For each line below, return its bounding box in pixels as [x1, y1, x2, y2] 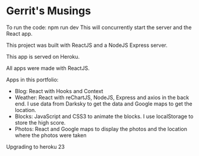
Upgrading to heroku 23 [6, 143, 65, 150]
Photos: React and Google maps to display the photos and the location [14, 125, 188, 132]
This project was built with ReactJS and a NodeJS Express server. [6, 42, 168, 49]
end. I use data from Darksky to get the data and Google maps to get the [14, 100, 192, 107]
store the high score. [14, 119, 66, 126]
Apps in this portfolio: [6, 76, 59, 83]
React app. [6, 30, 33, 37]
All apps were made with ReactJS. [6, 64, 90, 72]
